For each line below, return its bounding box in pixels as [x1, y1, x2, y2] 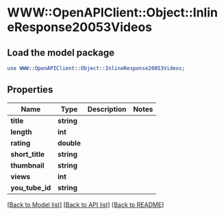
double [57, 138, 81, 148]
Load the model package [7, 47, 115, 58]
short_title [10, 149, 45, 159]
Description [87, 104, 127, 114]
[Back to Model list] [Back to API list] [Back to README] [7, 201, 164, 209]
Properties [7, 84, 53, 95]
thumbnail [10, 160, 45, 170]
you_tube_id [10, 183, 51, 192]
